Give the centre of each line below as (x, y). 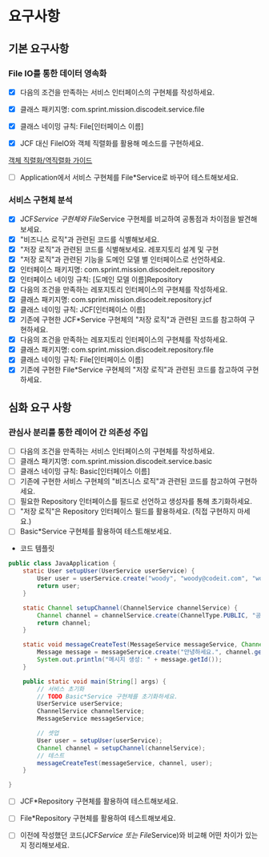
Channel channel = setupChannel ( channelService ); (121, 748)
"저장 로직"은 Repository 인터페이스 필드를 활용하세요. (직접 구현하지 (128, 511)
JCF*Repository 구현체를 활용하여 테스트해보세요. (99, 801)
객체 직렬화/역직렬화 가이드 (50, 160)
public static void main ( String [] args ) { (94, 682)
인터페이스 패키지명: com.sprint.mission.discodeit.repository (117, 269)
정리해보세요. (49, 845)
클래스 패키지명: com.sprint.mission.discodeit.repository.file (116, 350)
